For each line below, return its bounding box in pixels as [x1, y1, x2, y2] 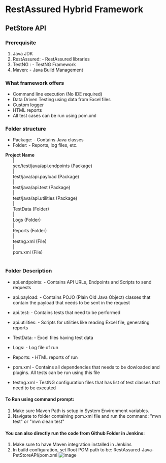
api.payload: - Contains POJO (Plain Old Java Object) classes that [12, 294, 151, 300]
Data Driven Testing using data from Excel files [12, 97, 111, 103]
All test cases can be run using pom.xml [12, 113, 96, 119]
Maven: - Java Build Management [12, 67, 84, 73]
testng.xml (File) [12, 238, 47, 244]
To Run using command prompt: [5, 396, 75, 403]
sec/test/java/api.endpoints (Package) [12, 163, 93, 169]
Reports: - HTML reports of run [12, 354, 78, 360]
